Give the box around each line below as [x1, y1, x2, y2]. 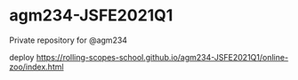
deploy [9, 52, 35, 62]
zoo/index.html [9, 61, 64, 72]
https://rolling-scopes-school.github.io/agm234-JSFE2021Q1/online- [36, 52, 289, 62]
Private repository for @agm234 [9, 35, 127, 45]
